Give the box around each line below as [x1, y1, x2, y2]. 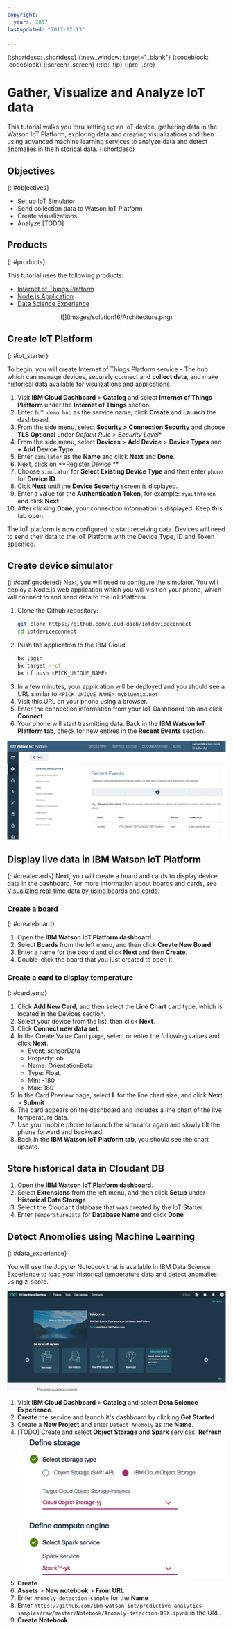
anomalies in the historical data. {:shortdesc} [7, 145, 135, 153]
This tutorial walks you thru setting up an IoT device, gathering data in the [7, 122, 218, 131]
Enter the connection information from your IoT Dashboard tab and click [17, 704, 223, 713]
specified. [7, 540, 36, 548]
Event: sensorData [27, 1047, 81, 1055]
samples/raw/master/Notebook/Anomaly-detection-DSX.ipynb [17, 1610, 189, 1617]
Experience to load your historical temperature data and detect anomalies [7, 1270, 217, 1279]
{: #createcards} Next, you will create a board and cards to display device [7, 872, 218, 880]
